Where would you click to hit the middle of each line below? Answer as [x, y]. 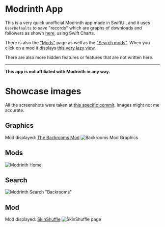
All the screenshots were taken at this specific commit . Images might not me [82, 105]
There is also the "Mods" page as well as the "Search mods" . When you [78, 42]
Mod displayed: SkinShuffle [33, 219]
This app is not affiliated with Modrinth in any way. [58, 71]
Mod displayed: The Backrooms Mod [42, 137]
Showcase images [43, 91]
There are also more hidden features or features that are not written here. [79, 57]
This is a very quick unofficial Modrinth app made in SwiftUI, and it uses [78, 23]
